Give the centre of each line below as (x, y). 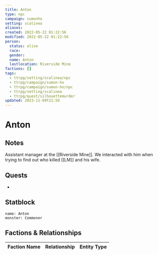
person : (13, 42)
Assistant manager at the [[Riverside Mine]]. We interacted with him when (79, 155)
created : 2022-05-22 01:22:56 (36, 32)
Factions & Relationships (43, 233)
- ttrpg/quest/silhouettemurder (42, 96)
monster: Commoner (24, 218)
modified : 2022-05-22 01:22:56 (37, 37)
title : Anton (18, 10)
